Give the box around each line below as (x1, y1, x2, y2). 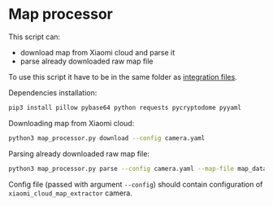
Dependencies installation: (8, 87, 97, 98)
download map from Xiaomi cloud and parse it (19, 47, 175, 57)
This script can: (8, 32, 61, 42)
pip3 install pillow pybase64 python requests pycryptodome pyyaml (8, 103, 242, 112)
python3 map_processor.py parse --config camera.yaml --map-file (8, 164, 234, 173)
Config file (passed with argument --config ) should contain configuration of (8, 179, 263, 189)
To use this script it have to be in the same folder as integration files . (8, 72, 237, 81)
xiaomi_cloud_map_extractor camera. (8, 188, 132, 198)
